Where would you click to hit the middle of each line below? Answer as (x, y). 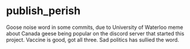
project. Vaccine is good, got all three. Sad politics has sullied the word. (93, 40)
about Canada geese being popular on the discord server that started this (95, 33)
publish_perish (43, 11)
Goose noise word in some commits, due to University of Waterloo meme (95, 27)
